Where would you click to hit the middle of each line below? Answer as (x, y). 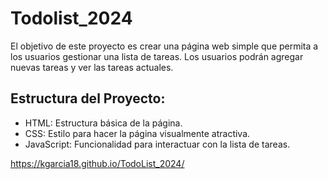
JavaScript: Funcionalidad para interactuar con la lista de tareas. (157, 144)
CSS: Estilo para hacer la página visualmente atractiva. (137, 133)
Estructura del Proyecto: (88, 98)
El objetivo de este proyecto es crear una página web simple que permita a (164, 46)
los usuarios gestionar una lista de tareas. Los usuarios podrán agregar (157, 56)
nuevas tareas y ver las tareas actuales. (92, 67)
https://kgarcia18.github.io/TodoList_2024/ (97, 163)
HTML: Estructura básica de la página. (103, 123)
